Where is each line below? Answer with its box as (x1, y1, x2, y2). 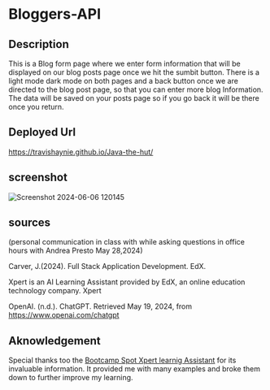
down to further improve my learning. (8, 373, 133, 383)
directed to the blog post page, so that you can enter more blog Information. (8, 84, 263, 94)
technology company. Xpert (8, 286, 102, 296)
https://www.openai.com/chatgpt (8, 310, 120, 320)
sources (8, 216, 51, 230)
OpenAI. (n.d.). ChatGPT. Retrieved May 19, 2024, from (8, 301, 193, 311)
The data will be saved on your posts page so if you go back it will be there (8, 93, 260, 102)
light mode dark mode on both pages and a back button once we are (8, 76, 238, 85)
